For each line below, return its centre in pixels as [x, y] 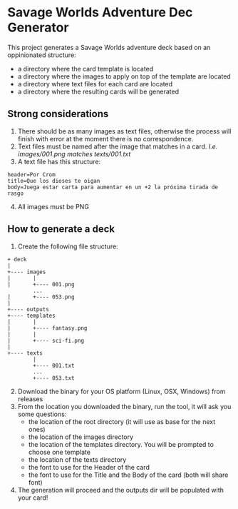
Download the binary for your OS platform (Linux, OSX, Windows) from [121, 391]
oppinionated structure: [42, 55]
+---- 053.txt [54, 378]
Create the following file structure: [68, 246]
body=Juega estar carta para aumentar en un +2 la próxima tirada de [113, 187]
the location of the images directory [81, 437]
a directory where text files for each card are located [95, 84]
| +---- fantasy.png [47, 328]
